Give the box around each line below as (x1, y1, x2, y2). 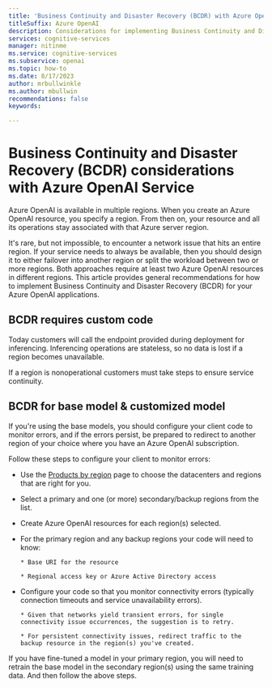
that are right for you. (19, 478, 91, 488)
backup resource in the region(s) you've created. (19, 639, 195, 648)
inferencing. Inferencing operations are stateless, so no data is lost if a (8, 343, 243, 353)
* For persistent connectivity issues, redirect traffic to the (19, 632, 242, 640)
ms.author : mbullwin (8, 87, 79, 96)
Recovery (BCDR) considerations (8, 161, 235, 180)
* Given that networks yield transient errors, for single (19, 610, 224, 619)
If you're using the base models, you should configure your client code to (8, 421, 253, 431)
